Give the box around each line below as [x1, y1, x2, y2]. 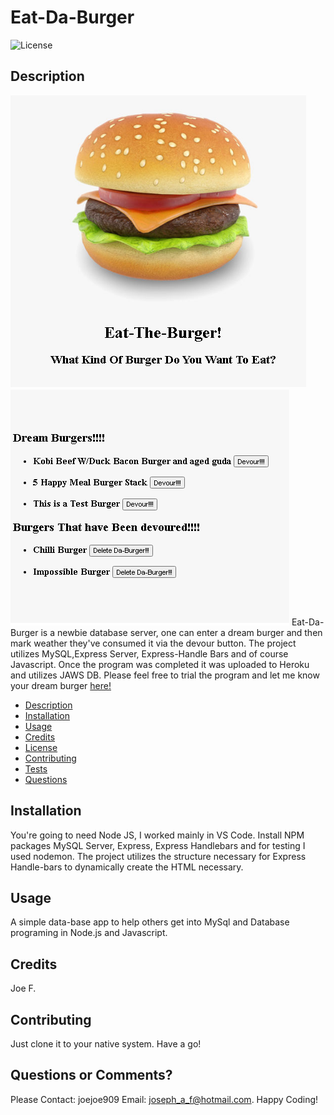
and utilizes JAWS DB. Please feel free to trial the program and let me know [10, 669, 320, 681]
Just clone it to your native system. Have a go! [10, 1038, 202, 1050]
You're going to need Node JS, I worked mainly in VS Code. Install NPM [10, 829, 305, 841]
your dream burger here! [10, 679, 112, 691]
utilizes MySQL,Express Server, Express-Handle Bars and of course [10, 647, 289, 660]
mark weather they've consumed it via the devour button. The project [10, 637, 297, 649]
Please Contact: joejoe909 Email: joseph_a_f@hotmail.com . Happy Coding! [10, 1093, 319, 1105]
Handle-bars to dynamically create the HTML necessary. [10, 861, 244, 873]
